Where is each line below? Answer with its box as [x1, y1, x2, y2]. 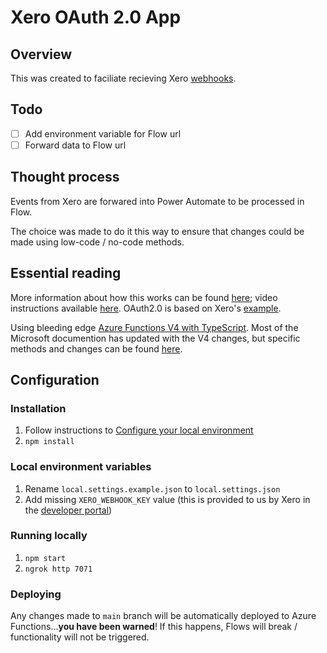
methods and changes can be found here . [10, 342, 183, 355]
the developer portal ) [24, 504, 113, 516]
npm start [24, 553, 67, 563]
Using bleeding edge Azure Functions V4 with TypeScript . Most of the [10, 321, 299, 333]
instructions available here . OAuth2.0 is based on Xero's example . [10, 302, 282, 314]
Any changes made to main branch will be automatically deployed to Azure [10, 610, 317, 622]
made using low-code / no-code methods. [10, 236, 185, 248]
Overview [10, 46, 73, 63]
